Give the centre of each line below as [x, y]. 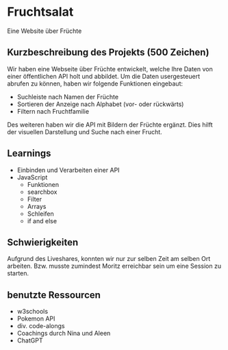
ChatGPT [30, 340]
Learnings [29, 154]
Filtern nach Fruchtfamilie [53, 111]
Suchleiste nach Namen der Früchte [67, 97]
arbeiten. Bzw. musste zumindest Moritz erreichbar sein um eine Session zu [114, 266]
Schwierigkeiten [43, 242]
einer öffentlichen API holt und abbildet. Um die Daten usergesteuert [104, 76]
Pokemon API [36, 318]
